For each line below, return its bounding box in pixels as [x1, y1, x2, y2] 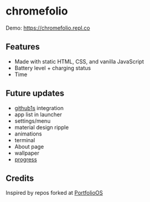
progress [14, 155, 37, 163]
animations [14, 130, 42, 137]
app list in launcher [14, 111, 62, 118]
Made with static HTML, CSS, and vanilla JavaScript [14, 57, 145, 65]
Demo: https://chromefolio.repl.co [5, 24, 90, 31]
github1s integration [14, 104, 64, 111]
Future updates [5, 88, 65, 99]
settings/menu [14, 117, 51, 125]
